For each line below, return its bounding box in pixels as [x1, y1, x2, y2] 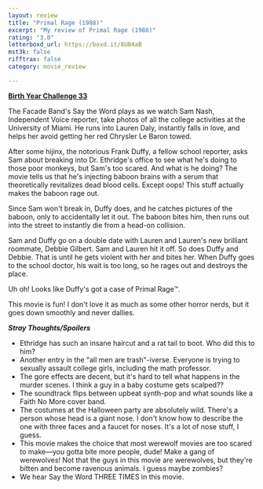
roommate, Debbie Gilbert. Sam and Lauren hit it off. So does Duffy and [8, 244, 239, 253]
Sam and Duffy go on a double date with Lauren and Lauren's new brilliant [8, 235, 248, 244]
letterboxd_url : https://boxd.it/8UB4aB [8, 41, 143, 49]
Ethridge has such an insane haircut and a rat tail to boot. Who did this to [19, 338, 255, 347]
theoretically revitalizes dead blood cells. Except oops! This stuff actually [8, 180, 244, 189]
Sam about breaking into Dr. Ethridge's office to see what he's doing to [8, 155, 237, 164]
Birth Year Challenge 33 [8, 91, 88, 101]
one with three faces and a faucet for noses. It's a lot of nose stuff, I [19, 421, 239, 431]
